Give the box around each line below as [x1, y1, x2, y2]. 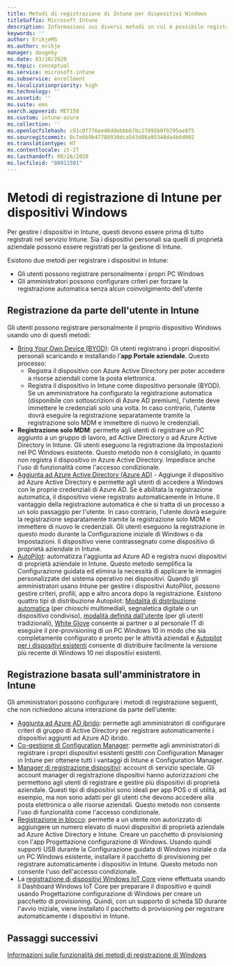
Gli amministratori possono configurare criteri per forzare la [17, 277, 188, 285]
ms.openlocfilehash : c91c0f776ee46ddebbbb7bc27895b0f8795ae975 [7, 127, 195, 134]
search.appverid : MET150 [7, 108, 79, 115]
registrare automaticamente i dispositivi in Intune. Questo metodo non [17, 860, 218, 868]
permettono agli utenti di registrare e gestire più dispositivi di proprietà [17, 778, 220, 786]
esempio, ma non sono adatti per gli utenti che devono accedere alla [17, 793, 214, 802]
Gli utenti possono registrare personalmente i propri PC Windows [17, 270, 204, 278]
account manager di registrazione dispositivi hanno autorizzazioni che [17, 771, 219, 780]
